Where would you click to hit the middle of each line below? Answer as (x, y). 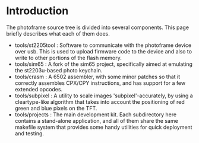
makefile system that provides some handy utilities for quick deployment (103, 127)
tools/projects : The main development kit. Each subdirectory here (96, 115)
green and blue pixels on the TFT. (56, 108)
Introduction (37, 11)
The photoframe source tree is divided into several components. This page (97, 27)
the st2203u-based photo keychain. (59, 70)
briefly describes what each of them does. (58, 33)
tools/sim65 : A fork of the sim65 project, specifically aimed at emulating (104, 64)
